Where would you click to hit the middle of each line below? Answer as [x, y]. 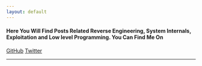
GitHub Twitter [24, 50]
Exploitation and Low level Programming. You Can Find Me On [85, 37]
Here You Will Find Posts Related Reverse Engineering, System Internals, [99, 31]
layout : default [26, 12]
